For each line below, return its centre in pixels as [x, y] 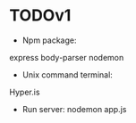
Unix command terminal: [68, 74]
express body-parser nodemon [67, 57]
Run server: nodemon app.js [74, 109]
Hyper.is [25, 92]
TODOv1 [40, 16]
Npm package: [50, 40]
